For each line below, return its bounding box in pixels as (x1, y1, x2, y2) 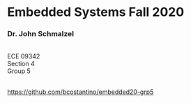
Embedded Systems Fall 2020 (7, 4, 185, 20)
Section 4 (7, 60, 35, 68)
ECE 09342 (7, 52, 40, 61)
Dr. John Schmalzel (7, 29, 75, 39)
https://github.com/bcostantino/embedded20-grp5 (7, 88, 154, 96)
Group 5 (7, 67, 31, 75)
